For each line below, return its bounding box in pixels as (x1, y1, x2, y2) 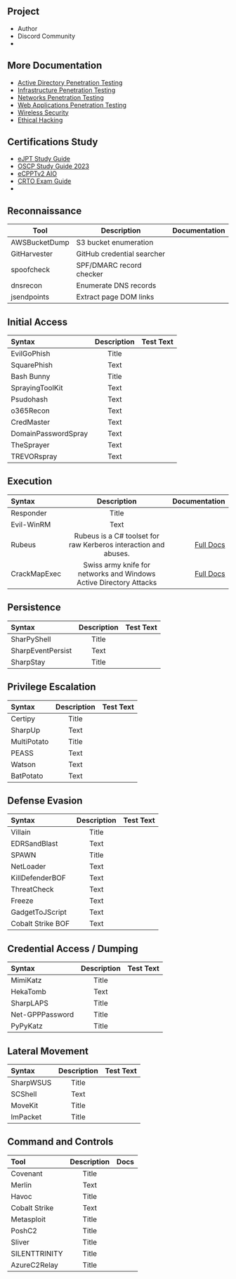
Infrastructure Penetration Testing (17, 86, 116, 94)
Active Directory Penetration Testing (17, 78, 123, 86)
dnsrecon (11, 281, 42, 290)
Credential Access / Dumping (7, 942, 138, 955)
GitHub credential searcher (76, 249, 166, 259)
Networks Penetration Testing (17, 93, 104, 101)
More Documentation (7, 60, 103, 72)
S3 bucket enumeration (76, 238, 154, 248)
